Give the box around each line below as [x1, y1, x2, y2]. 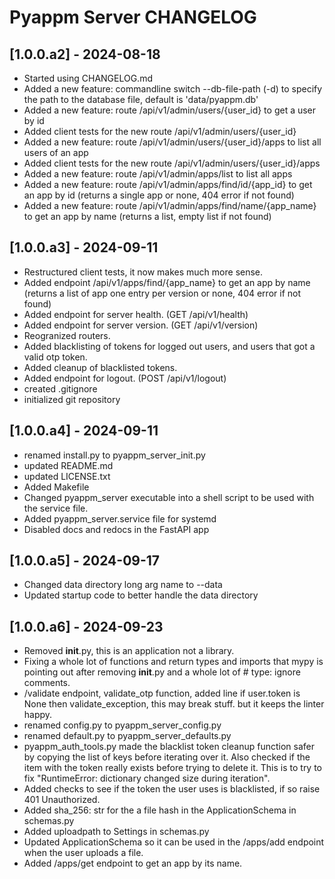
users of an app [23, 147, 89, 158]
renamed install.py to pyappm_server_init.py [23, 449, 206, 461]
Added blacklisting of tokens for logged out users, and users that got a [23, 340, 316, 352]
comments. [23, 677, 71, 689]
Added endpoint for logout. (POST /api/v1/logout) [23, 372, 227, 384]
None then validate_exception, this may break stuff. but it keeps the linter [23, 698, 325, 710]
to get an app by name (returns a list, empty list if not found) [23, 211, 272, 222]
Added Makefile [23, 481, 90, 493]
